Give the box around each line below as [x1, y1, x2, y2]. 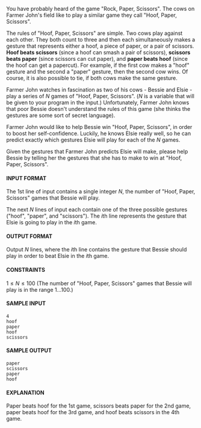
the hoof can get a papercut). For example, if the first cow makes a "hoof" [6, 61, 190, 69]
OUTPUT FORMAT [6, 232, 53, 240]
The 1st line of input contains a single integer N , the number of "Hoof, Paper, [6, 188, 196, 195]
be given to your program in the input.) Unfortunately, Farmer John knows [6, 99, 190, 106]
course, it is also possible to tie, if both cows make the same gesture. [6, 75, 178, 81]
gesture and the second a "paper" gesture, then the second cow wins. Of [6, 68, 188, 75]
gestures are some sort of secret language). [6, 112, 116, 119]
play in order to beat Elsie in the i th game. [6, 253, 110, 260]
